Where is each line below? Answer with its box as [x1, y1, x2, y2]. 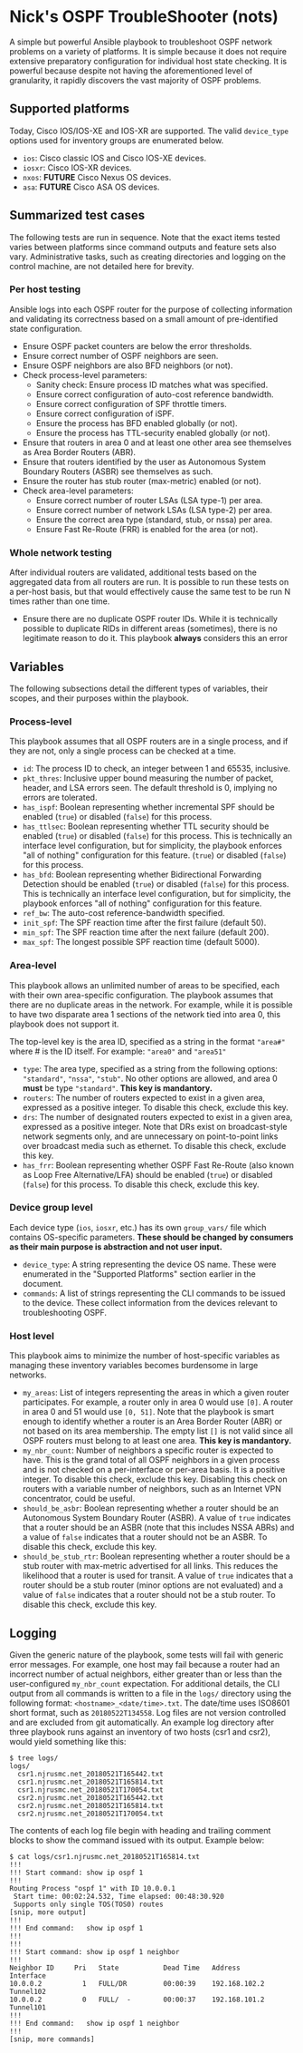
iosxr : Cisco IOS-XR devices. [22, 161, 133, 173]
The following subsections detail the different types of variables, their [9, 683, 269, 694]
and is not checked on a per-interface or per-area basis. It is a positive [22, 1464, 286, 1475]
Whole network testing [9, 546, 113, 559]
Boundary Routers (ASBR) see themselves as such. [22, 465, 213, 477]
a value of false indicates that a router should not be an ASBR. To [22, 1532, 268, 1542]
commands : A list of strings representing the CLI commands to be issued [22, 1288, 286, 1299]
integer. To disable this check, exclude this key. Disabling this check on [22, 1474, 288, 1484]
